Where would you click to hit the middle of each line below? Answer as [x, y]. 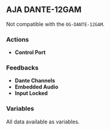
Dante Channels [35, 81]
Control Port [30, 52]
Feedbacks [22, 68]
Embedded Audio [36, 87]
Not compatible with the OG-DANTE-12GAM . [55, 24]
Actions [18, 39]
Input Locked [31, 93]
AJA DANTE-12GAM [44, 10]
